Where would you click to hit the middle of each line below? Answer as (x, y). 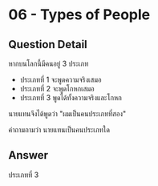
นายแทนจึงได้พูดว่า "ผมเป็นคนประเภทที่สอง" (67, 113)
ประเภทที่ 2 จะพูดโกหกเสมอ (57, 89)
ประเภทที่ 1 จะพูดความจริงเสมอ (61, 79)
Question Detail (48, 44)
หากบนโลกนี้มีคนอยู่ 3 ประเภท (49, 63)
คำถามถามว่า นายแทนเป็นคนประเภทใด (59, 129)
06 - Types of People (79, 15)
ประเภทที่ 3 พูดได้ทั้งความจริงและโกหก (71, 97)
